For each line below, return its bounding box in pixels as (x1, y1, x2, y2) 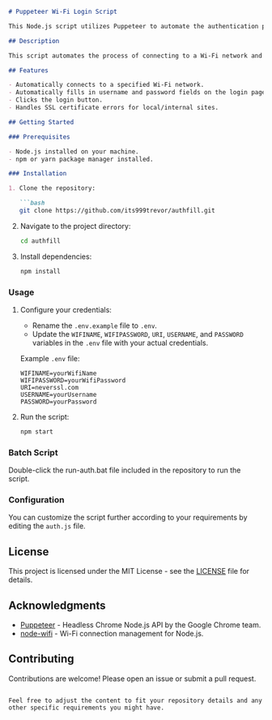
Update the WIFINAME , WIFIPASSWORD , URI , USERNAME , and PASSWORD (32, 329, 244, 338)
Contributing (8, 652, 74, 666)
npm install (19, 267, 61, 275)
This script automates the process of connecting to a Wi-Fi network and (8, 51, 263, 60)
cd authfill (19, 236, 61, 245)
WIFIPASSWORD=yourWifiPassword (19, 376, 126, 385)
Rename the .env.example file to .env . (32, 321, 158, 330)
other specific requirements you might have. (8, 703, 164, 712)
